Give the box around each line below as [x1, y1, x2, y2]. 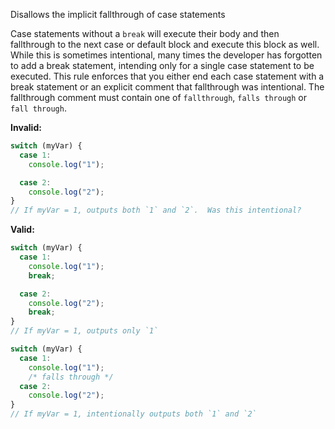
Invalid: [10, 122, 42, 133]
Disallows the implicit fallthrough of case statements [10, 9, 226, 20]
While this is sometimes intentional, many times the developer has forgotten [10, 49, 323, 61]
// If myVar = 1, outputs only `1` [10, 326, 159, 336]
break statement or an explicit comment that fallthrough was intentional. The [10, 81, 325, 93]
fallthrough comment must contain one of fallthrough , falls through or [10, 92, 307, 103]
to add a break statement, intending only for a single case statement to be [10, 60, 315, 71]
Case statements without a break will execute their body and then [10, 28, 280, 39]
